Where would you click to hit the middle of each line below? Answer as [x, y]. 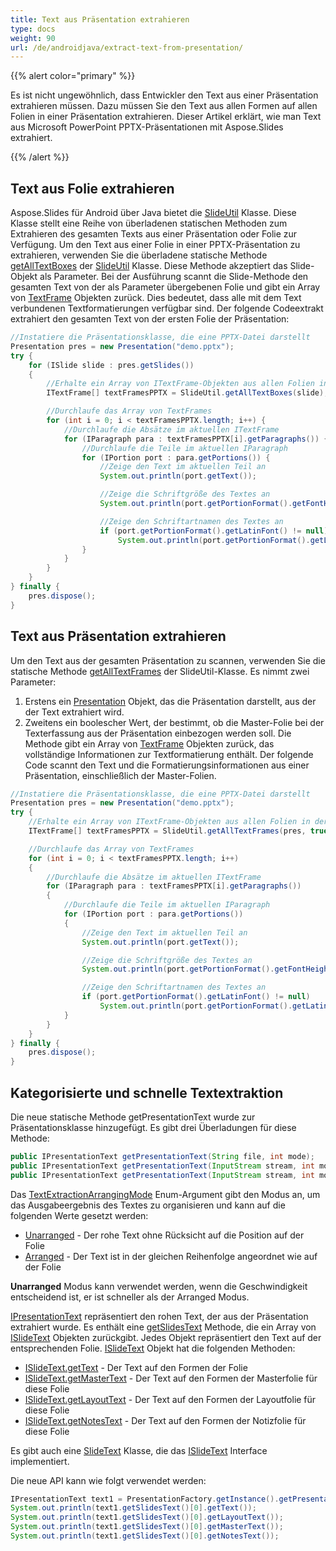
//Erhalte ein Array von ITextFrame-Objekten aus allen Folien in [169, 822]
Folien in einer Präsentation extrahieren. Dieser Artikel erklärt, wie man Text [166, 117]
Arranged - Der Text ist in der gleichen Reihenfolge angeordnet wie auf [171, 1256]
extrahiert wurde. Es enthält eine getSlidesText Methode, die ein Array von [163, 1327]
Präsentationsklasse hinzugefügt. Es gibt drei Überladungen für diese [153, 1127]
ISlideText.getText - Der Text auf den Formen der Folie [136, 1367]
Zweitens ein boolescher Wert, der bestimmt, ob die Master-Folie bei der [174, 722]
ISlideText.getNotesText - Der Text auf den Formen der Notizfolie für [165, 1420]
